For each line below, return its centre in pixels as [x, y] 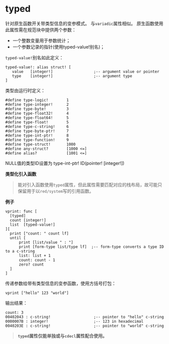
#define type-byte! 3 [37, 109]
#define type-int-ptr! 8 [37, 135]
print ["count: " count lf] [39, 233]
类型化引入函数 [21, 174]
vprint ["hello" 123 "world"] [37, 293]
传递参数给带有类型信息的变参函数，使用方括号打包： [61, 283]
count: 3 [14, 312]
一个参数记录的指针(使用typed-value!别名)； [58, 47]
